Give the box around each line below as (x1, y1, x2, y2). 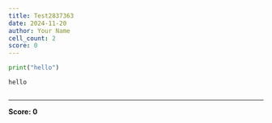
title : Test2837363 (8, 11, 74, 20)
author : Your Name (8, 27, 70, 35)
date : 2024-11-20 (8, 19, 67, 27)
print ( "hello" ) (8, 64, 60, 72)
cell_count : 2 (8, 34, 57, 43)
